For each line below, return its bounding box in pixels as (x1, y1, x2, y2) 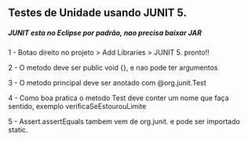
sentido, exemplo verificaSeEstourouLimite (8, 102, 147, 111)
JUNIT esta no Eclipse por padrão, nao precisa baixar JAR (8, 27, 202, 38)
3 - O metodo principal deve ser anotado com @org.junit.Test (8, 78, 206, 88)
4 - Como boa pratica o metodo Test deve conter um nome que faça (8, 93, 229, 103)
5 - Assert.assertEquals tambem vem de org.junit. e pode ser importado (8, 117, 241, 126)
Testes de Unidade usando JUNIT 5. (8, 6, 187, 20)
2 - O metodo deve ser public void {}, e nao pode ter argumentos (8, 63, 218, 73)
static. (8, 125, 28, 135)
